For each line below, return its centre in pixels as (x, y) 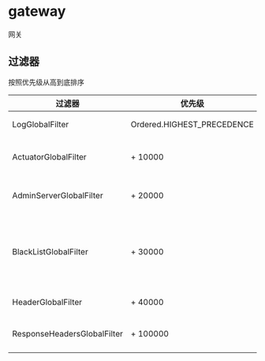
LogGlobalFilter (41, 124)
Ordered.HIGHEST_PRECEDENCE (192, 124)
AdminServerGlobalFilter (58, 195)
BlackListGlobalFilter (50, 251)
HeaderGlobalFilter (47, 302)
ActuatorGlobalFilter (49, 156)
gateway (37, 11)
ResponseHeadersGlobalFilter (68, 333)
